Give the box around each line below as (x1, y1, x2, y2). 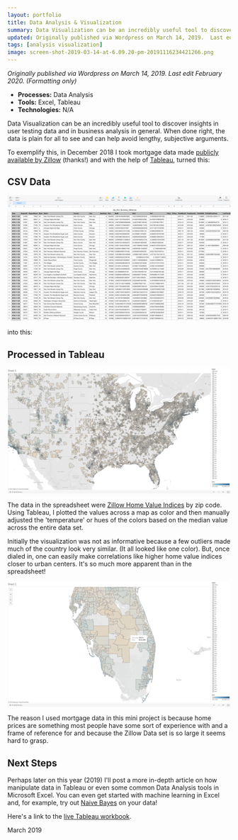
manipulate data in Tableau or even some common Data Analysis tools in (7, 783, 220, 792)
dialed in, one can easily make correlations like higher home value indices (7, 551, 222, 560)
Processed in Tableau (7, 348, 105, 361)
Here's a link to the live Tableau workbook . (7, 812, 132, 820)
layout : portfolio (7, 11, 62, 18)
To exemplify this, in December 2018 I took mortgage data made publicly (7, 148, 220, 156)
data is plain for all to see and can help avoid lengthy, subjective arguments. (7, 135, 229, 142)
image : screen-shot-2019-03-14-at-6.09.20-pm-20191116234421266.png (7, 49, 214, 56)
